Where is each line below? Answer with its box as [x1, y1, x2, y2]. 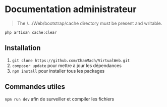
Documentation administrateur [5, 4, 137, 15]
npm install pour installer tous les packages [12, 68, 105, 74]
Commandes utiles [5, 82, 65, 91]
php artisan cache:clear [5, 30, 57, 35]
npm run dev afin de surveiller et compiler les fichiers [5, 96, 115, 102]
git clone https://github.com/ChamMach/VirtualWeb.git [12, 58, 130, 63]
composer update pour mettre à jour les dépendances [12, 62, 122, 69]
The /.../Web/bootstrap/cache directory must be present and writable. [17, 20, 162, 26]
